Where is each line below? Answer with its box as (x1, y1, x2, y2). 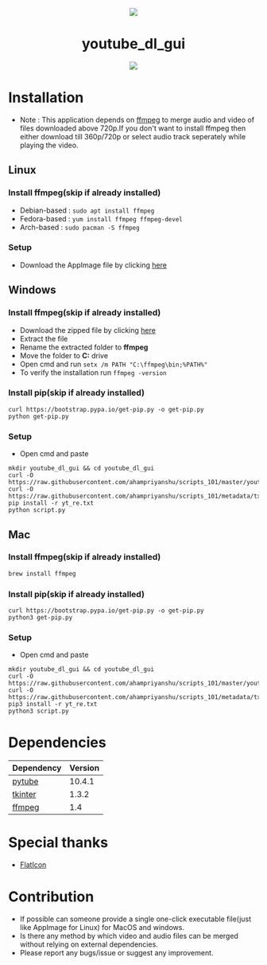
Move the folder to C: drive (19, 350, 109, 360)
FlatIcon (19, 860, 47, 869)
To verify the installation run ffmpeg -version (19, 367, 167, 377)
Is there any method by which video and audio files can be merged (19, 932, 238, 941)
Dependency (12, 763, 62, 774)
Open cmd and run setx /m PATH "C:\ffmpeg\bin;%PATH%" (19, 359, 208, 369)
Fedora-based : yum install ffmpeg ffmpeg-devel (19, 213, 183, 223)
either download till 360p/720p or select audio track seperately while (19, 131, 246, 141)
